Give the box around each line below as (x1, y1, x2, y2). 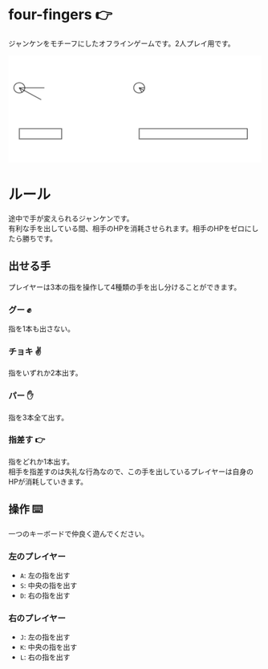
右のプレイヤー (8, 612, 67, 623)
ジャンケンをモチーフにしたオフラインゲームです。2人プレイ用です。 (8, 39, 235, 48)
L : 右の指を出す (19, 652, 71, 662)
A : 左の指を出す (19, 570, 71, 580)
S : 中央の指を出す (19, 580, 78, 590)
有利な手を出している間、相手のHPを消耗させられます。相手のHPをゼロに (8, 223, 252, 233)
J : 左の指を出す (19, 632, 71, 642)
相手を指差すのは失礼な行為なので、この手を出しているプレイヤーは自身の (8, 466, 254, 476)
